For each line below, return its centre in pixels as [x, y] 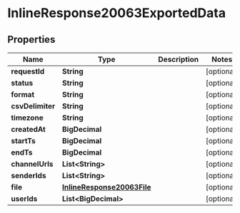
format [23, 94]
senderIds [29, 176]
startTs [23, 141]
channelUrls [32, 164]
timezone [27, 118]
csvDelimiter [33, 106]
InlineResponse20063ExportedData [117, 13]
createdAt [29, 129]
